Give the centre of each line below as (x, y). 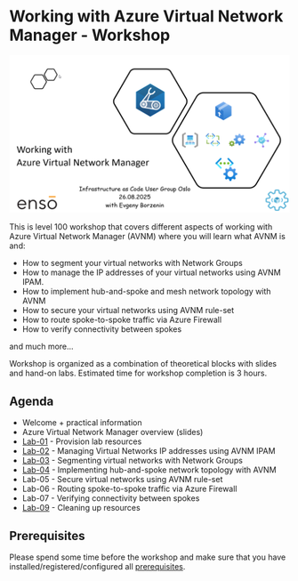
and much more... (41, 347)
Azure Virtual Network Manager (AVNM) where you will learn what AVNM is (148, 237)
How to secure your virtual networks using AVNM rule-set (128, 311)
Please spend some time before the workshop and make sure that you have (148, 557)
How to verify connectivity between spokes (102, 329)
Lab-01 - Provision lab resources (82, 441)
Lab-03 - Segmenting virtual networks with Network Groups (132, 461)
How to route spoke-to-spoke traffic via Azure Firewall (122, 320)
